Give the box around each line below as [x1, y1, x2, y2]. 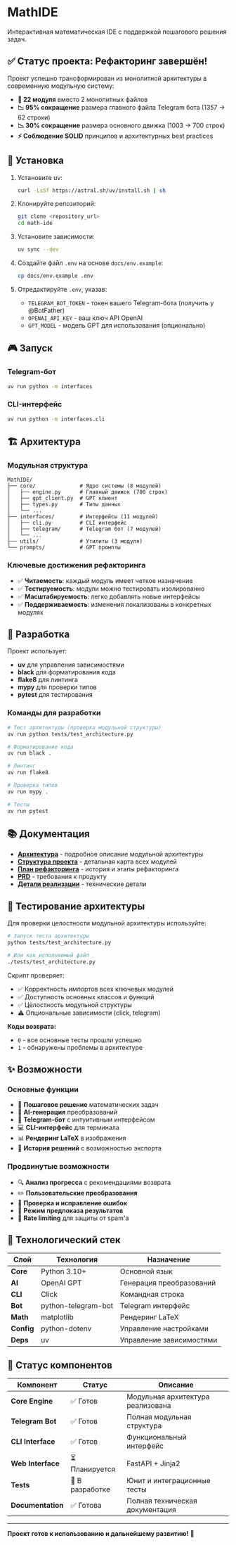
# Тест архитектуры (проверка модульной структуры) [7, 724, 162, 731]
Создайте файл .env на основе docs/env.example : [17, 259, 164, 267]
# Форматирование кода [7, 743, 74, 750]
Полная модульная [126, 1412, 192, 1422]
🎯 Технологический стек [7, 1234, 121, 1246]
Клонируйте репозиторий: [17, 200, 96, 208]
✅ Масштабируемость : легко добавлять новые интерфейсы [17, 592, 200, 601]
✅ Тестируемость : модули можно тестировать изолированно [17, 584, 205, 593]
